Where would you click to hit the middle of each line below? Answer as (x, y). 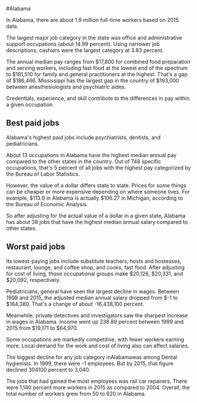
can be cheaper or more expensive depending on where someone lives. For (98, 191)
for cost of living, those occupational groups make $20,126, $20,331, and (95, 274)
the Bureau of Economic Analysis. (47, 204)
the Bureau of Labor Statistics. (43, 174)
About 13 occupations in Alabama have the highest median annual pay (91, 155)
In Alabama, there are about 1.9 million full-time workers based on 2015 (92, 20)
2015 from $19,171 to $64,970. (42, 328)
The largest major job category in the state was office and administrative (94, 38)
